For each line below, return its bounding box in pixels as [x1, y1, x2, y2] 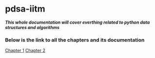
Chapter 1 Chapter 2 [5, 47, 45, 54]
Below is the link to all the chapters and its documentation [5, 36, 145, 43]
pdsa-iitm [5, 3, 45, 14]
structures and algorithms [5, 24, 60, 30]
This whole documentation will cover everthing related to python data [5, 19, 150, 25]
